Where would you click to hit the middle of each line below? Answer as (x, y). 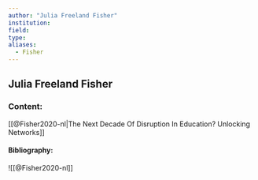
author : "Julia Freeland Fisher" (63, 15)
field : (19, 30)
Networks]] (26, 132)
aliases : (22, 45)
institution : (29, 23)
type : (17, 37)
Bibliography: (31, 150)
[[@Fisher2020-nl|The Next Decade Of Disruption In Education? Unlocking (129, 124)
